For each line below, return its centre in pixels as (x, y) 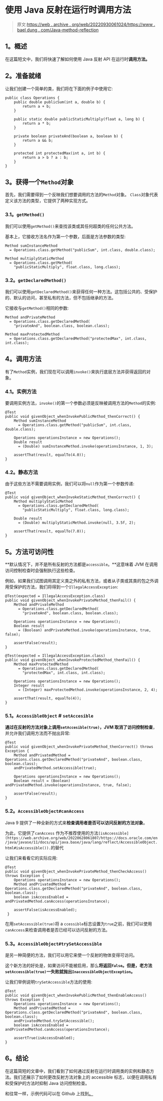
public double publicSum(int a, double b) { (60, 102)
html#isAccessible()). (28, 848)
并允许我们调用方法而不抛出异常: (38, 733)
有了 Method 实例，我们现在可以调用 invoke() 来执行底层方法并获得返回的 (76, 372)
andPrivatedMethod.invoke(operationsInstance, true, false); (68, 785)
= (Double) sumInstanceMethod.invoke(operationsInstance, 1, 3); (85, 447)
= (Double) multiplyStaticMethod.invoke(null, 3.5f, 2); (77, 523)
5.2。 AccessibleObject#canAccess (45, 811)
